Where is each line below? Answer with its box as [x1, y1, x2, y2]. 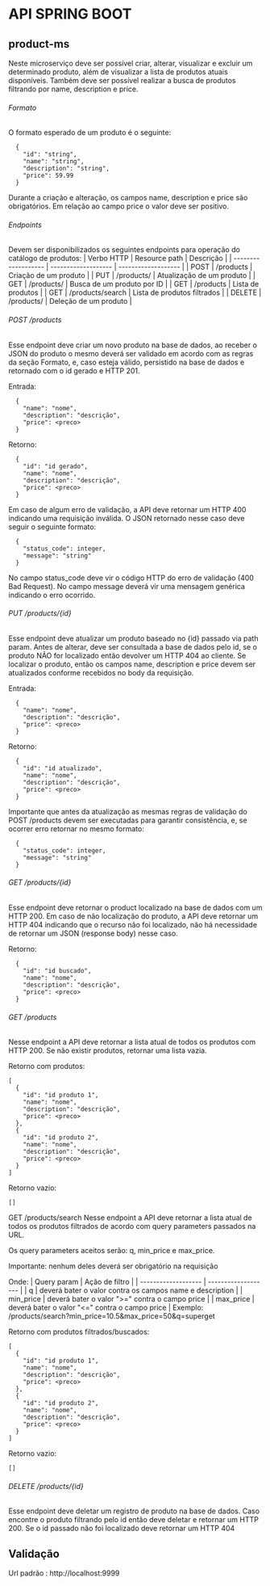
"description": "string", [23, 165, 110, 173]
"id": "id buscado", [23, 967, 92, 975]
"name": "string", [23, 158, 85, 166]
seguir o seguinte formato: [8, 522, 97, 532]
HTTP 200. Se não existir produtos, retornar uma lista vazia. [8, 1045, 207, 1055]
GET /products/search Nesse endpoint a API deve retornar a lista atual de [8, 1213, 252, 1222]
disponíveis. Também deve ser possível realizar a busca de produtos [8, 76, 236, 85]
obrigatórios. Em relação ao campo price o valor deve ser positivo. [8, 201, 230, 211]
